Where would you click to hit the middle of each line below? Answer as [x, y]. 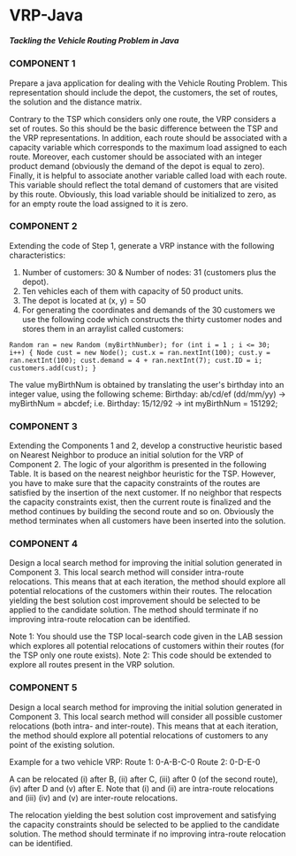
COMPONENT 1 [42, 64]
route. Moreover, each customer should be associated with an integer [136, 157]
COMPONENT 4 [43, 544]
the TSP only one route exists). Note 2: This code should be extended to [140, 655]
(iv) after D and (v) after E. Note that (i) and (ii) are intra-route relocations [142, 788]
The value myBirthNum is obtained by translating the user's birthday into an [147, 384]
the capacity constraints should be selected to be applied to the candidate [144, 824]
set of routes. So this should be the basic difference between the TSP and [144, 128]
